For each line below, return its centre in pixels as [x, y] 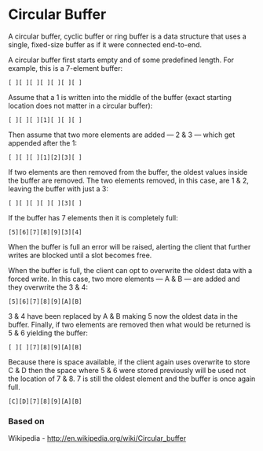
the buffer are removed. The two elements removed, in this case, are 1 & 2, [129, 180]
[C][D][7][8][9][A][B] [45, 401]
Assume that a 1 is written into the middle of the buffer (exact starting [120, 97]
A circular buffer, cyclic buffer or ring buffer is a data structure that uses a [128, 36]
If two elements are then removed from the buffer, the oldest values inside [128, 172]
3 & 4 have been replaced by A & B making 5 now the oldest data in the [123, 316]
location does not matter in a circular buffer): [80, 105]
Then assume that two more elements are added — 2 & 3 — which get [122, 135]
